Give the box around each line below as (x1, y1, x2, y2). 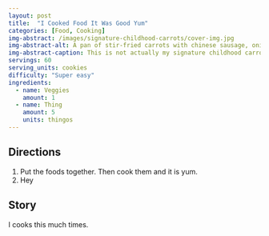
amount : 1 (22, 94, 56, 102)
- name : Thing (15, 101, 62, 109)
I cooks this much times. (8, 219, 89, 229)
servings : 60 (8, 57, 52, 65)
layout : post (8, 11, 52, 20)
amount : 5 (22, 109, 56, 117)
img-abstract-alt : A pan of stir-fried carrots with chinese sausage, (8, 42, 249, 50)
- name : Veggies (15, 86, 70, 94)
